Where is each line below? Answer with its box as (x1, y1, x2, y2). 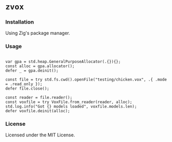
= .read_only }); (5, 82, 43, 87)
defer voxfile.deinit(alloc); (5, 108, 71, 113)
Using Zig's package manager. (5, 30, 71, 36)
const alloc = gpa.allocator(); (5, 64, 75, 69)
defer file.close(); (5, 86, 50, 91)
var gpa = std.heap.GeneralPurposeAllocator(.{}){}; (5, 59, 121, 64)
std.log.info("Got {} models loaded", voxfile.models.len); (5, 104, 137, 109)
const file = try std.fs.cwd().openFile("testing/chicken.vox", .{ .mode (5, 77, 167, 82)
